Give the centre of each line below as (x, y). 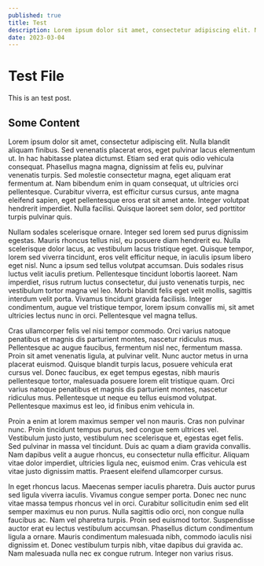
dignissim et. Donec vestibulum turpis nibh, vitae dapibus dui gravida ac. (126, 545)
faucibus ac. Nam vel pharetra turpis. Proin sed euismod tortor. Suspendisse (132, 520)
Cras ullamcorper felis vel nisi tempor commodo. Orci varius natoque (119, 331)
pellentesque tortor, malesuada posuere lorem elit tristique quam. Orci (121, 381)
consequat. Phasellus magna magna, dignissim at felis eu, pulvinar (116, 167)
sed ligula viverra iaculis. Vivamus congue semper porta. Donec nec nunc (128, 495)
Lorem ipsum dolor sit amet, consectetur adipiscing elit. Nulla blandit (119, 141)
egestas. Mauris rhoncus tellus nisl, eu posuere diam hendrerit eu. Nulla (125, 240)
